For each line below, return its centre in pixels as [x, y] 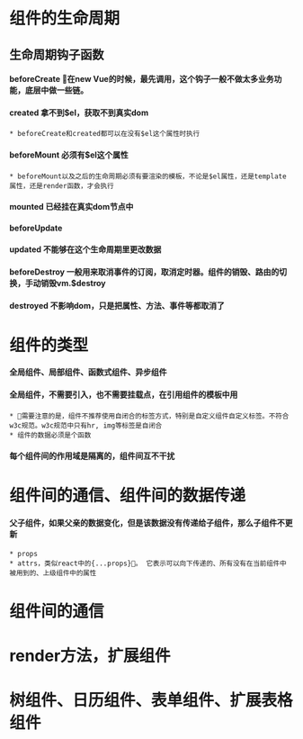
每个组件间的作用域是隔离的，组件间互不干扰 [92, 456]
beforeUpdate [36, 228]
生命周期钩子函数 [57, 54]
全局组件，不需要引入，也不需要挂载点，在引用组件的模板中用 [124, 394]
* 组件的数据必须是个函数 [50, 435]
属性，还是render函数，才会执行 [62, 185]
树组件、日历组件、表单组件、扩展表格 [151, 701]
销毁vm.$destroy [73, 283]
